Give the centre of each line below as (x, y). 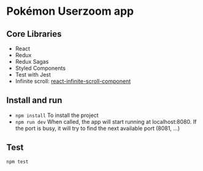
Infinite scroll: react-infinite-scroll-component (73, 81)
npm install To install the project (57, 115)
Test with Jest (33, 74)
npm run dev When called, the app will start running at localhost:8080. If (106, 121)
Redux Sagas (32, 62)
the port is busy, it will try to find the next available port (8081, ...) (98, 128)
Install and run (34, 100)
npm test (17, 161)
